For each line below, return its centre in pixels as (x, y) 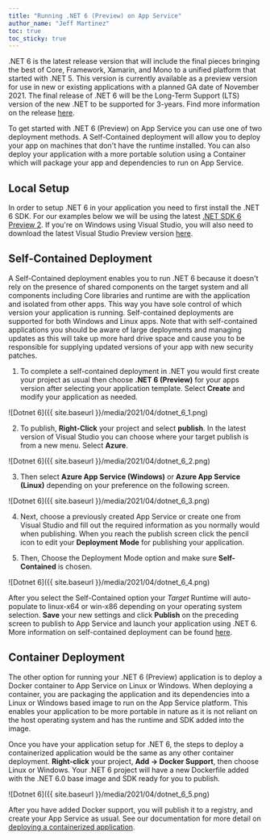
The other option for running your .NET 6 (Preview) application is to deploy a (135, 677)
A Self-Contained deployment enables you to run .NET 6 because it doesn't (134, 278)
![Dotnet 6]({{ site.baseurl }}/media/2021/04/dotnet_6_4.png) (109, 582)
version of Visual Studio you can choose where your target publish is (134, 436)
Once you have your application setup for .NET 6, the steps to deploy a (126, 744)
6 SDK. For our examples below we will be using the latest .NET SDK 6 (125, 216)
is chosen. (75, 566)
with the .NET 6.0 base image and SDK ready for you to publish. (114, 778)
